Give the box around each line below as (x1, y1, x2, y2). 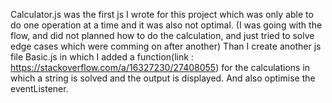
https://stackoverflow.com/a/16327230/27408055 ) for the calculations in (10, 62, 311, 73)
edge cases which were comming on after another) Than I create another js (10, 40, 322, 52)
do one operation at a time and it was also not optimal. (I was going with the (10, 19, 323, 31)
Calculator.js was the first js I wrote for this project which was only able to (10, 9, 314, 20)
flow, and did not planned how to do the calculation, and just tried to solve (10, 30, 315, 41)
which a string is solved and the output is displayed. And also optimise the (10, 72, 316, 84)
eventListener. (10, 83, 69, 94)
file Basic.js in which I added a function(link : (10, 51, 194, 63)
